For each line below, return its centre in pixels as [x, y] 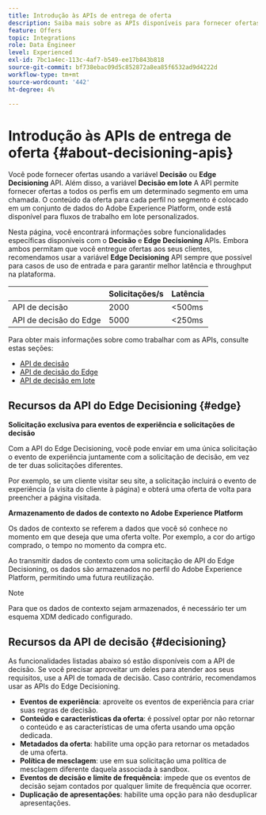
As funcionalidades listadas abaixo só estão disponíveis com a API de [122, 661]
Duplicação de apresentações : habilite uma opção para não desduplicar [139, 794]
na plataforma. [32, 274]
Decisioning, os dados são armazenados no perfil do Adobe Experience [125, 570]
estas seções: [31, 348]
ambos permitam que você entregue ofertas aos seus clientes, [110, 249]
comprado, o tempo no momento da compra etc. [87, 546]
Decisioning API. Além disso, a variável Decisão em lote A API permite [123, 183]
